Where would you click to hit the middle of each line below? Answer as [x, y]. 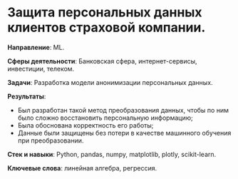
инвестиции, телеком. [41, 68]
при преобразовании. [51, 140]
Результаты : [27, 96]
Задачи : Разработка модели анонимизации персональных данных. [110, 82]
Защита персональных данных [105, 12]
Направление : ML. [36, 47]
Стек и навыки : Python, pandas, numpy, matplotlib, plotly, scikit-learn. [112, 154]
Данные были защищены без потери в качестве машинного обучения [124, 133]
